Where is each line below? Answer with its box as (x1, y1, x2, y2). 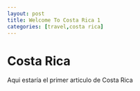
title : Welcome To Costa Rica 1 (7, 17, 100, 24)
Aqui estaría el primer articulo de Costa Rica (7, 76, 133, 84)
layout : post (7, 10, 45, 17)
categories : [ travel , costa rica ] (7, 23, 104, 30)
